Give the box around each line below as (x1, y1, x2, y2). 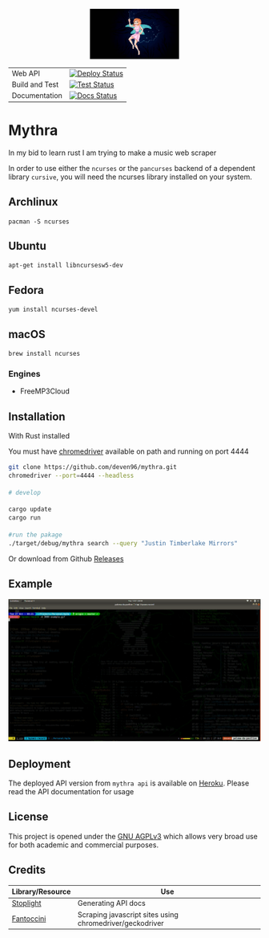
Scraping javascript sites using (77, 909, 179, 920)
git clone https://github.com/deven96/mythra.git (8, 463, 178, 471)
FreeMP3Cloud (19, 386, 70, 396)
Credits (8, 863, 46, 877)
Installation (8, 410, 66, 423)
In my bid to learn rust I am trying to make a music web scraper (8, 148, 217, 157)
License (8, 810, 49, 824)
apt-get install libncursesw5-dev (8, 262, 124, 270)
